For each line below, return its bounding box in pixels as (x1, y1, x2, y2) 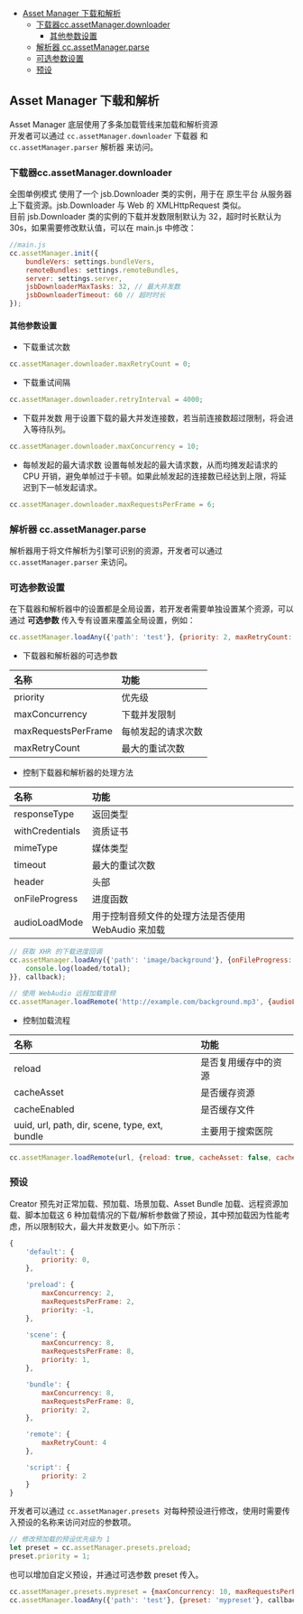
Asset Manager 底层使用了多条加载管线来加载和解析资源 (9, 118, 218, 129)
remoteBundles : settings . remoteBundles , (25, 266, 179, 275)
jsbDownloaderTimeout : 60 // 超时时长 (25, 291, 166, 300)
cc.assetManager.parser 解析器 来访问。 (9, 141, 159, 152)
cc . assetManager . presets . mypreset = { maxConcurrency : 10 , (9, 1588, 232, 1597)
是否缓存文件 (200, 1103, 255, 1115)
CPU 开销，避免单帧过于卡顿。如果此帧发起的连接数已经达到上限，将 (22, 471, 280, 481)
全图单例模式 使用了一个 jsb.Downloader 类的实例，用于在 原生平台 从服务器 (9, 189, 292, 200)
